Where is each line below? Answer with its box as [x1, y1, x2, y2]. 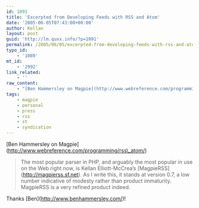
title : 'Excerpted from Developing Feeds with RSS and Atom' [6, 14, 161, 20]
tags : [6, 91, 20, 97]
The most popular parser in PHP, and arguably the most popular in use [20, 158, 193, 165]
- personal [17, 102, 44, 108]
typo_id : [6, 47, 28, 53]
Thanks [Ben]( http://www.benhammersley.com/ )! [6, 195, 126, 202]
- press [17, 108, 36, 114]
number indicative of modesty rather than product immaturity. [20, 177, 172, 184]
